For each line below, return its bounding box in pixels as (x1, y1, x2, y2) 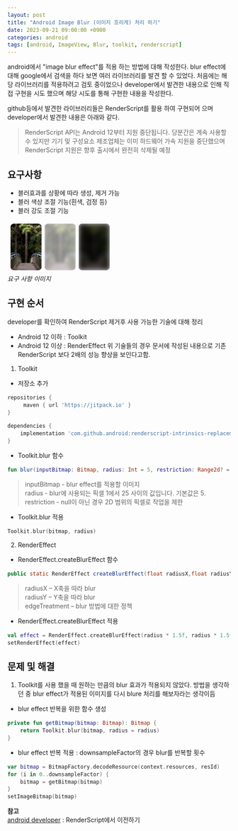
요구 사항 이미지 (7, 274, 52, 283)
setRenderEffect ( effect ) (7, 639, 81, 646)
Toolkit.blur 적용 (17, 512, 64, 521)
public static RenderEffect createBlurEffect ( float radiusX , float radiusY (7, 570, 233, 577)
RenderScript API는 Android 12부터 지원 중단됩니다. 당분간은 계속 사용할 (24, 128, 227, 137)
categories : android (7, 34, 69, 41)
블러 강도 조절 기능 (17, 206, 69, 215)
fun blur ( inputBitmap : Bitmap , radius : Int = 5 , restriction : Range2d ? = (7, 466, 230, 473)
